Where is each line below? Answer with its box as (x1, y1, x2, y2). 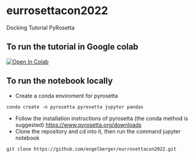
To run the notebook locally (6, 76, 113, 86)
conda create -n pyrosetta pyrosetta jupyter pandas (6, 103, 144, 110)
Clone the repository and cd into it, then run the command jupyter (15, 127, 181, 135)
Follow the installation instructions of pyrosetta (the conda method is (15, 115, 188, 122)
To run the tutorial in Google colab (6, 42, 139, 52)
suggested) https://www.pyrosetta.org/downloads (15, 121, 142, 129)
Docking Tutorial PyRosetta (6, 24, 75, 31)
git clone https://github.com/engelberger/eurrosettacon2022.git (6, 146, 176, 152)
